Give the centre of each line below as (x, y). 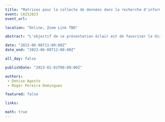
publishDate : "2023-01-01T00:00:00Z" (44, 67)
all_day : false (21, 59)
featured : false (22, 94)
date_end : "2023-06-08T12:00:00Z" (41, 50)
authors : (14, 76)
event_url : (16, 19)
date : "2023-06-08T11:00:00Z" (36, 45)
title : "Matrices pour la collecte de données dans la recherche (73, 10)
